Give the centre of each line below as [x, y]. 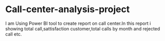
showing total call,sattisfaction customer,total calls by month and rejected [83, 28]
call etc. [14, 34]
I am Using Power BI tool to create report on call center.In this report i [78, 23]
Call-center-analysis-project [68, 9]
